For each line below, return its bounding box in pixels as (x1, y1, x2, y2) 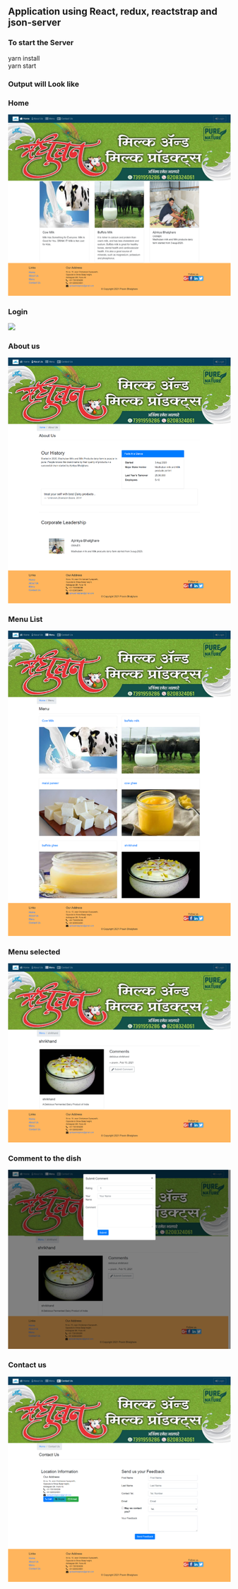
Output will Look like (8, 79, 80, 89)
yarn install (8, 54, 40, 62)
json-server (8, 17, 61, 29)
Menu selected (8, 947, 61, 957)
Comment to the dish (8, 1153, 82, 1163)
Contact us (8, 1360, 47, 1370)
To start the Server (8, 38, 74, 48)
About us (8, 342, 40, 352)
